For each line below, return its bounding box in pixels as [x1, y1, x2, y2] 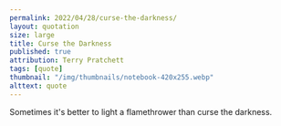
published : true [9, 47, 71, 57]
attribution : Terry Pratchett [9, 56, 125, 65]
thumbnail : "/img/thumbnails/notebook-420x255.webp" [9, 73, 214, 82]
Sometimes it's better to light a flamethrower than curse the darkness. [9, 106, 273, 117]
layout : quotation [9, 22, 79, 31]
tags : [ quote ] [9, 65, 64, 74]
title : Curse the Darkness [9, 38, 112, 48]
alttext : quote [9, 81, 68, 90]
